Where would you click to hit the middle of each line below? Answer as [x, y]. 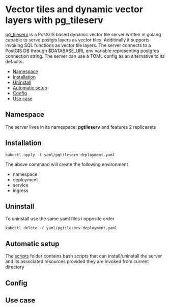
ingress [21, 191]
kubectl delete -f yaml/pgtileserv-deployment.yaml [61, 228]
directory [15, 267]
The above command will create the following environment [67, 164]
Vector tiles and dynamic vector [74, 9]
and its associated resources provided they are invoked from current [77, 262]
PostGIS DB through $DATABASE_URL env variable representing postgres [82, 51]
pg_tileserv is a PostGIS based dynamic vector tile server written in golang [83, 34]
